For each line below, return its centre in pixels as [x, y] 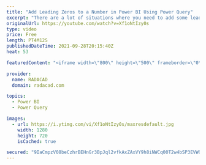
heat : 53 [17, 52]
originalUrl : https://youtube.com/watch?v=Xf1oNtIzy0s [78, 23]
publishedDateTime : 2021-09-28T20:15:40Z [60, 46]
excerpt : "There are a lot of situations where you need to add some [97, 18]
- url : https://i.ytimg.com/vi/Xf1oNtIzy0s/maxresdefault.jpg [93, 124]
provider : [19, 74]
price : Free [21, 35]
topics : [16, 96]
